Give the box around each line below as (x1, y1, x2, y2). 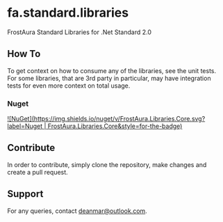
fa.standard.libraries (7, 5, 129, 21)
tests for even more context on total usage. (7, 81, 131, 90)
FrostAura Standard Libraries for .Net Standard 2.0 (7, 28, 151, 36)
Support (7, 188, 44, 200)
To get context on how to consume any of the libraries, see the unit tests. (7, 66, 217, 74)
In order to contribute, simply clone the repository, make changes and (7, 160, 207, 168)
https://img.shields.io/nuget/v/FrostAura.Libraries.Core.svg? (33, 115, 206, 123)
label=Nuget (7, 122, 43, 130)
